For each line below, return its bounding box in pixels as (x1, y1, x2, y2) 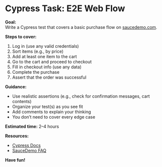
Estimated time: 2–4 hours (5, 123, 60, 129)
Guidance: (5, 83, 27, 89)
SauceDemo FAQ (12, 147, 46, 153)
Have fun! (5, 157, 25, 163)
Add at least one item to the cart (12, 53, 77, 59)
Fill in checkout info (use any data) (12, 64, 82, 70)
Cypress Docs (12, 142, 41, 148)
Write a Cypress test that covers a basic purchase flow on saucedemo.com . (5, 24, 158, 30)
